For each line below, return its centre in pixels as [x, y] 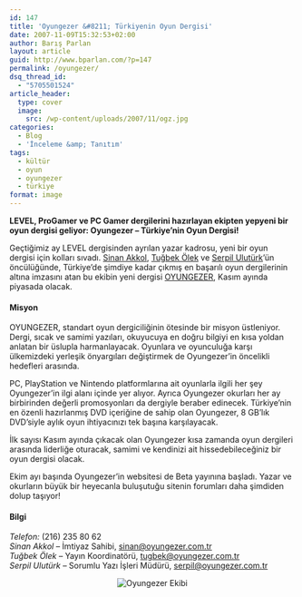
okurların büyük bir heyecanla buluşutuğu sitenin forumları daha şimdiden [146, 486]
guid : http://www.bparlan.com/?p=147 [81, 60]
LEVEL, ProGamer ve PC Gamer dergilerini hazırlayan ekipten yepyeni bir [149, 220]
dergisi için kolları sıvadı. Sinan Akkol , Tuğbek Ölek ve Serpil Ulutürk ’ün [142, 258]
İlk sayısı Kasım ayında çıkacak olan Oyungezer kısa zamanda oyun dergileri [151, 440]
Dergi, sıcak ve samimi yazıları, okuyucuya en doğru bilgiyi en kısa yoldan [146, 338]
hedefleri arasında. [44, 366]
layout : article [40, 52]
